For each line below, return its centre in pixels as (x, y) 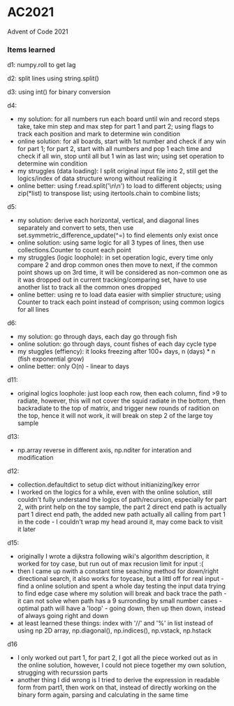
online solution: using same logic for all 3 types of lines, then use (111, 243)
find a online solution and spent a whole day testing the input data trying (121, 586)
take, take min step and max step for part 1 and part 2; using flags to (116, 127)
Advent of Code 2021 (38, 31)
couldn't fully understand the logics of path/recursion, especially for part (122, 500)
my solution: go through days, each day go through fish (97, 337)
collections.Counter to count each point (74, 250)
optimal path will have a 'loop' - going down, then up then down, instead (121, 608)
